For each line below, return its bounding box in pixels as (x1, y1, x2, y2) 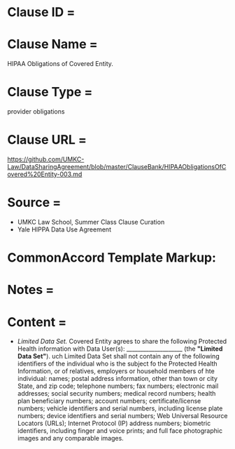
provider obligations (7, 107, 65, 116)
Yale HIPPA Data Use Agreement (17, 225, 112, 234)
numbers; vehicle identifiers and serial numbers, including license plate (17, 404, 223, 413)
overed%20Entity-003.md (7, 170, 83, 178)
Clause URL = (7, 132, 87, 148)
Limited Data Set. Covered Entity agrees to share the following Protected (17, 337, 227, 346)
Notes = (7, 282, 55, 298)
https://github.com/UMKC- (7, 155, 85, 163)
